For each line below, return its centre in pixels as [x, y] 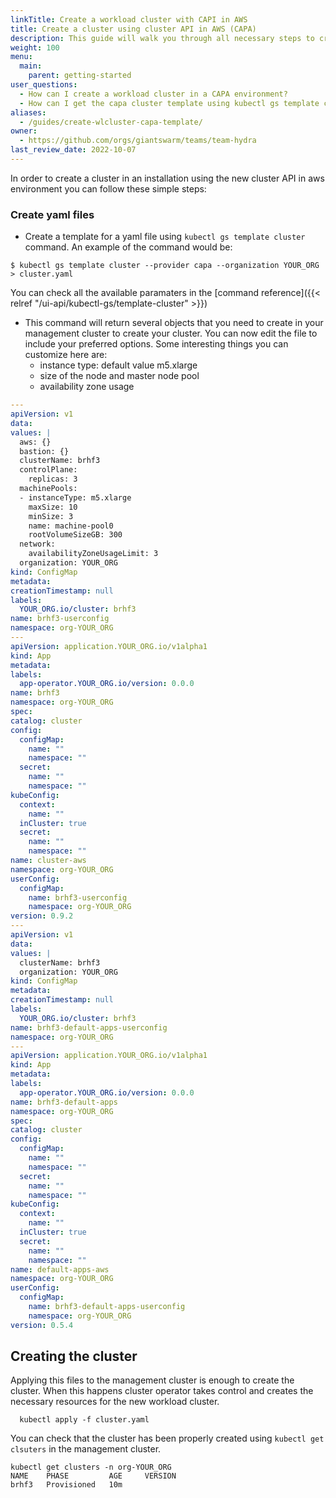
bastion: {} [44, 451]
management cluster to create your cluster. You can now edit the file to [171, 333]
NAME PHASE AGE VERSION [93, 1476]
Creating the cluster [74, 1356]
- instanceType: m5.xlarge [75, 497]
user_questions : [44, 85]
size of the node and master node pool [119, 376]
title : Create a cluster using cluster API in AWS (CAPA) [133, 29]
